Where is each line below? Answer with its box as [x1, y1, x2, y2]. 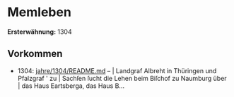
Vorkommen [7, 48, 63, 60]
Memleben [7, 4, 72, 20]
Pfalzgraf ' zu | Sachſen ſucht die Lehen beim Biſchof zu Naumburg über [17, 74, 228, 82]
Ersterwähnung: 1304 [7, 27, 72, 36]
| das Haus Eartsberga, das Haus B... [17, 82, 125, 90]
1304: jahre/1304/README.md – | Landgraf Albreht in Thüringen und [17, 66, 217, 75]
